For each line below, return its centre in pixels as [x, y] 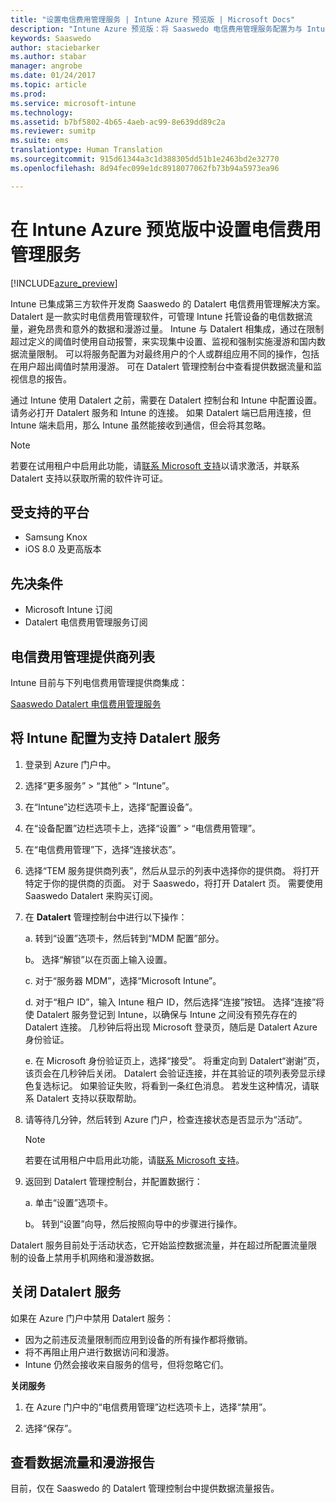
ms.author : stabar [48, 57]
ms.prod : [28, 94]
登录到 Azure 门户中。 [70, 764]
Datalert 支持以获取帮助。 [89, 1098]
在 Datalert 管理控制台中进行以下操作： [106, 917]
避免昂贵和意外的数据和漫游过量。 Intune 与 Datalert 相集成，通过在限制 [176, 328]
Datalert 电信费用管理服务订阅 [86, 622]
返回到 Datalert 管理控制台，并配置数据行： [113, 1181]
